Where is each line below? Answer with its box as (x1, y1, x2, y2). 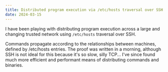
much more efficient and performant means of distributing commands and (5, 56, 159, 62)
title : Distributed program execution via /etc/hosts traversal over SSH (5, 7, 163, 12)
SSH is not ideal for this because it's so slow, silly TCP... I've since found (5, 51, 155, 57)
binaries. (5, 62, 24, 68)
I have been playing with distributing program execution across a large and (5, 25, 160, 31)
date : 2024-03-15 (5, 12, 42, 17)
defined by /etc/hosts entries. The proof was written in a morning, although (5, 46, 161, 52)
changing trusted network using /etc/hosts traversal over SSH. (5, 31, 136, 37)
